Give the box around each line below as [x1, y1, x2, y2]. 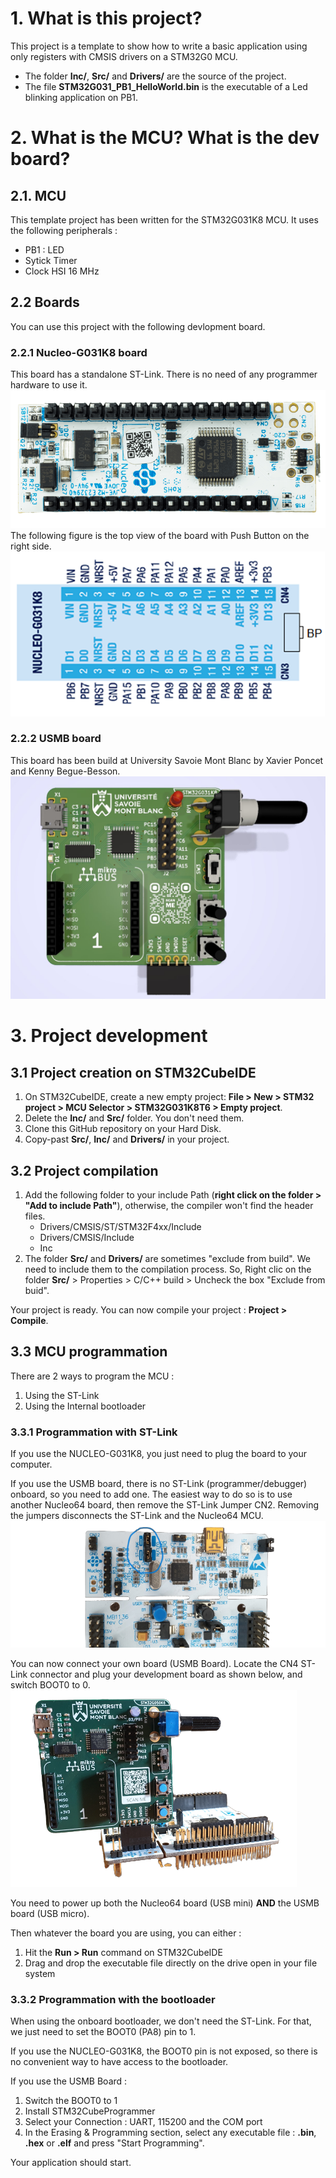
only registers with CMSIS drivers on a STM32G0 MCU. [10, 50, 238, 62]
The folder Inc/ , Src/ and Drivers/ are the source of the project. [24, 70, 287, 82]
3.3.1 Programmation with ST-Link [10, 1425, 178, 1439]
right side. [10, 540, 52, 552]
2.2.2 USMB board [10, 732, 102, 746]
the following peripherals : [10, 224, 118, 236]
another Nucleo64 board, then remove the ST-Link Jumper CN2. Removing [10, 1499, 319, 1511]
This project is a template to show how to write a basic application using [10, 40, 308, 52]
